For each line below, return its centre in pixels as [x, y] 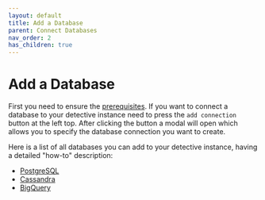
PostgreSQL [39, 171]
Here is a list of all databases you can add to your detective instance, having [133, 147]
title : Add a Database [46, 23]
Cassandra [37, 179]
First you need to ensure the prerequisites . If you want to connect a [118, 106]
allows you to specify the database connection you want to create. [117, 132]
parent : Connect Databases [53, 30]
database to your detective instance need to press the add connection [122, 115]
